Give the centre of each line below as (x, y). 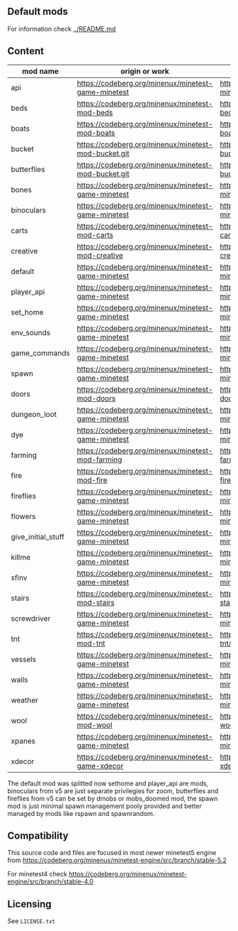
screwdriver (31, 619)
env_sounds (31, 332)
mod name (40, 71)
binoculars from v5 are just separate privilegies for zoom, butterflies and (113, 790)
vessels (24, 659)
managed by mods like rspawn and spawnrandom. (81, 813)
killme (21, 557)
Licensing (29, 904)
